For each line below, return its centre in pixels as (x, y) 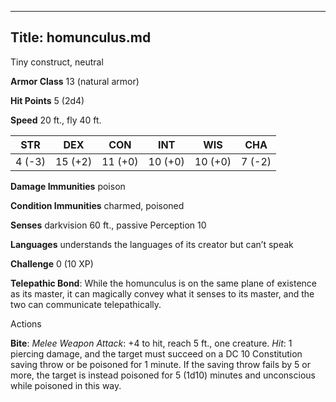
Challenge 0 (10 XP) (52, 263)
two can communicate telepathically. (86, 304)
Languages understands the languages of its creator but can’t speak (152, 244)
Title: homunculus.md (81, 37)
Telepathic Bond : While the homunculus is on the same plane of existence (163, 283)
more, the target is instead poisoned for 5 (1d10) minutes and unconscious (163, 375)
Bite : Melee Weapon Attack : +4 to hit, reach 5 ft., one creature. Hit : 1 (151, 343)
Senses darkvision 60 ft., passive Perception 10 (108, 225)
